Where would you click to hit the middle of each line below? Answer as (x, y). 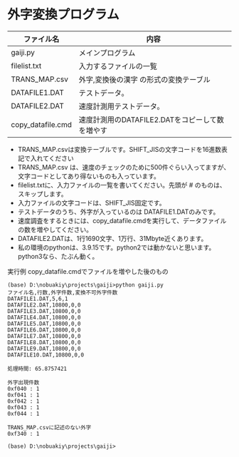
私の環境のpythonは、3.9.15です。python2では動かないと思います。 (116, 247)
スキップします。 (42, 194)
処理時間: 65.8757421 (37, 369)
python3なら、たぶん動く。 (58, 256)
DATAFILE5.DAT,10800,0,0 (44, 324)
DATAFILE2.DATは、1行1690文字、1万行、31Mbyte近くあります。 (112, 238)
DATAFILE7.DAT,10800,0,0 (44, 336)
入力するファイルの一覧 (118, 66)
